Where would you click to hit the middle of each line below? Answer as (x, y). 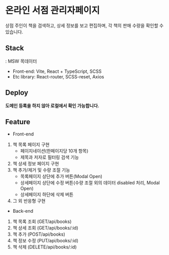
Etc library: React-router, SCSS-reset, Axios (58, 76)
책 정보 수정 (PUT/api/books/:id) (46, 241)
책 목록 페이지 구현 (31, 145)
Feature (18, 122)
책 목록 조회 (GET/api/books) (42, 221)
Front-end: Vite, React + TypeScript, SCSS (57, 71)
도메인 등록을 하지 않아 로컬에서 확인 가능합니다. (52, 105)
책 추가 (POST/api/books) (39, 234)
